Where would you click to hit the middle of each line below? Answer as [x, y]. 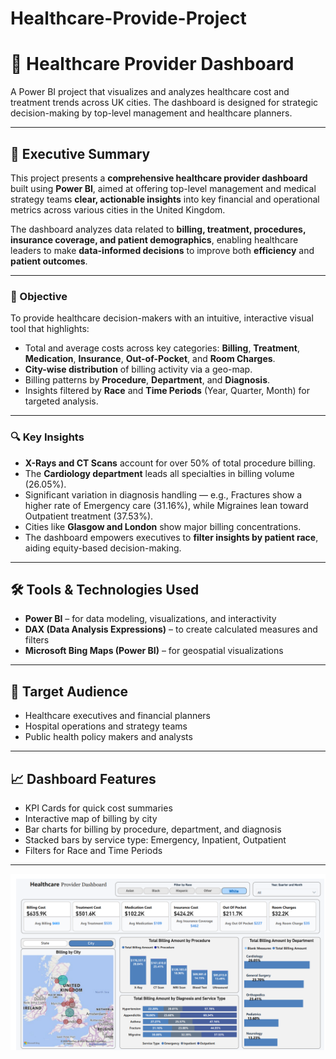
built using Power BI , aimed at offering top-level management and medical [163, 188]
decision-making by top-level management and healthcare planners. [151, 113]
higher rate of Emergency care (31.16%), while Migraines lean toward [166, 505]
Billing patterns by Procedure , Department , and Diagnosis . [147, 380]
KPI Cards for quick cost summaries [98, 808]
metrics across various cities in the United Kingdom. [118, 209]
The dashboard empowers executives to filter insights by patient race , [171, 537]
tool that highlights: [50, 329]
